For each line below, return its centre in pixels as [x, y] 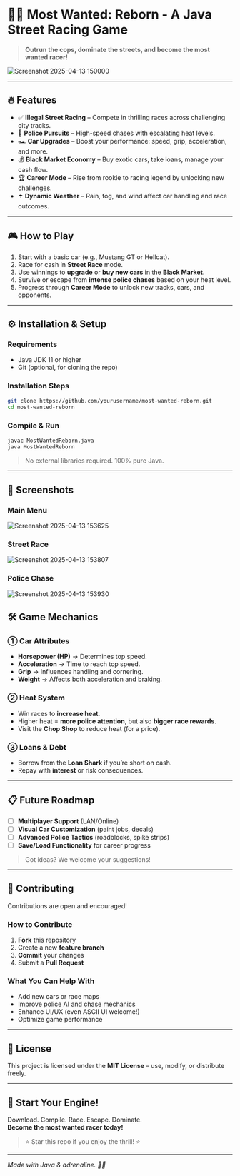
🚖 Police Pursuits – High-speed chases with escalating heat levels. [116, 133]
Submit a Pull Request [51, 963]
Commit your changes [51, 955]
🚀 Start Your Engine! [53, 1102]
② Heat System [36, 698]
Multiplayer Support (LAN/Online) [68, 821]
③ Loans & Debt [37, 747]
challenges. [35, 188]
